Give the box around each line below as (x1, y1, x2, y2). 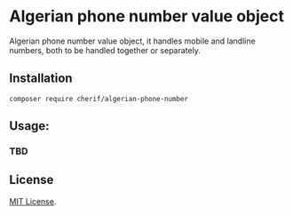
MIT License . (9, 195, 57, 206)
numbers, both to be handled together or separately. (9, 44, 202, 55)
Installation (9, 71, 73, 86)
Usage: (9, 118, 51, 134)
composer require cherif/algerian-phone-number (9, 94, 189, 103)
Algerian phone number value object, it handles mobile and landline (9, 36, 256, 46)
